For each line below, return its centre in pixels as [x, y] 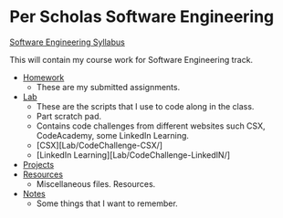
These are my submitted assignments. [108, 87]
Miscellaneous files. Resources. [96, 183]
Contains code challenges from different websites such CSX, [151, 126]
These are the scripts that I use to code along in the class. [145, 106]
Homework [43, 77]
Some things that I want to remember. [107, 203]
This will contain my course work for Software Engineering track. [131, 59]
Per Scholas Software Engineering [142, 17]
